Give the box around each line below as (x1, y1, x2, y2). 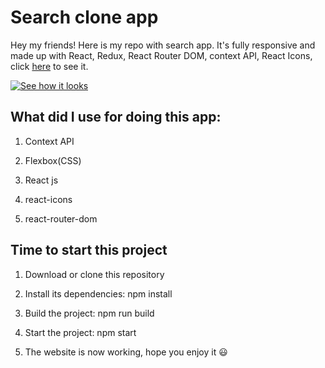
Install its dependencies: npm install (24, 287, 173, 300)
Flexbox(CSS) (24, 154, 82, 166)
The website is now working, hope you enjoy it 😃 (24, 346, 228, 358)
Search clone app (10, 6, 159, 29)
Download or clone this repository (24, 268, 165, 280)
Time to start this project (10, 242, 168, 259)
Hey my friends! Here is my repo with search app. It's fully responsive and (10, 39, 316, 51)
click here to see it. (10, 60, 89, 72)
